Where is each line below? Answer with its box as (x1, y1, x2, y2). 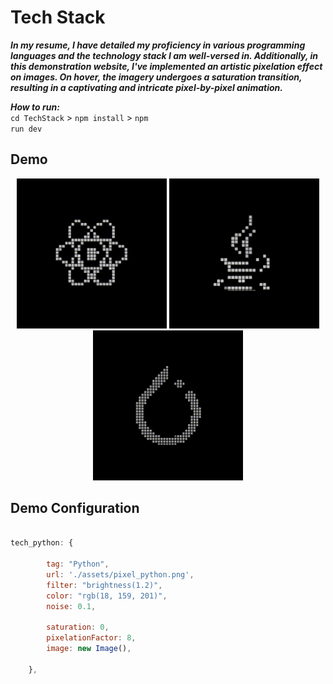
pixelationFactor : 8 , (46, 633, 137, 643)
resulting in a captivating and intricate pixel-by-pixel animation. (10, 81, 283, 93)
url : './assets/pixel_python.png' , (46, 570, 195, 580)
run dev (10, 124, 43, 134)
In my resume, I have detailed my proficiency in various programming (10, 39, 306, 51)
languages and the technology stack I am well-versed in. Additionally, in (10, 49, 319, 61)
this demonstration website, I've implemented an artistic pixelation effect (10, 60, 323, 72)
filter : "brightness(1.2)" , (46, 580, 163, 590)
